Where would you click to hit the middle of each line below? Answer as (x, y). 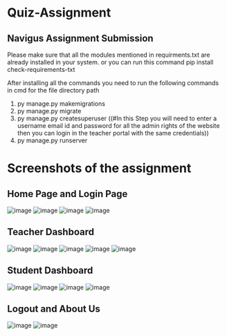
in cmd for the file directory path (53, 90)
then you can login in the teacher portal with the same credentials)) (113, 133)
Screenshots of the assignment (99, 168)
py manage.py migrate (49, 111)
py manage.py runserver (52, 140)
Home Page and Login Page (67, 194)
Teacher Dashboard (51, 232)
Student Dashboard (50, 271)
